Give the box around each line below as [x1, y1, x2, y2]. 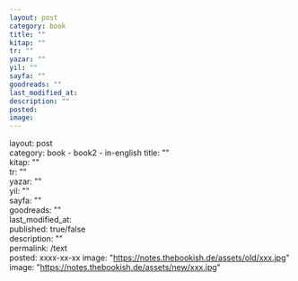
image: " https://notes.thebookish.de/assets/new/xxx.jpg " [9, 262, 222, 273]
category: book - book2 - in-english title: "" [9, 147, 170, 158]
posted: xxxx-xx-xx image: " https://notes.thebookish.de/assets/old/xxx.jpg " [9, 252, 290, 263]
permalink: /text [9, 243, 67, 254]
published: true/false [9, 224, 86, 234]
